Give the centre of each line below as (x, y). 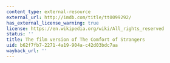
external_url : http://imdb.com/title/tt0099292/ (69, 17)
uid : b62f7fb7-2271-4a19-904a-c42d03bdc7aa (62, 46)
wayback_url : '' (27, 51)
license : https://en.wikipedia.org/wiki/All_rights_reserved (85, 28)
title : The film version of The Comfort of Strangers (76, 40)
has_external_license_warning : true (53, 23)
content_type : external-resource (49, 12)
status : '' (20, 34)
